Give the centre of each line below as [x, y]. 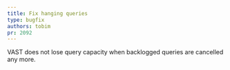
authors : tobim [29, 26]
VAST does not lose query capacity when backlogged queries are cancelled [115, 52]
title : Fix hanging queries [48, 13]
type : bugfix [26, 20]
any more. [21, 60]
